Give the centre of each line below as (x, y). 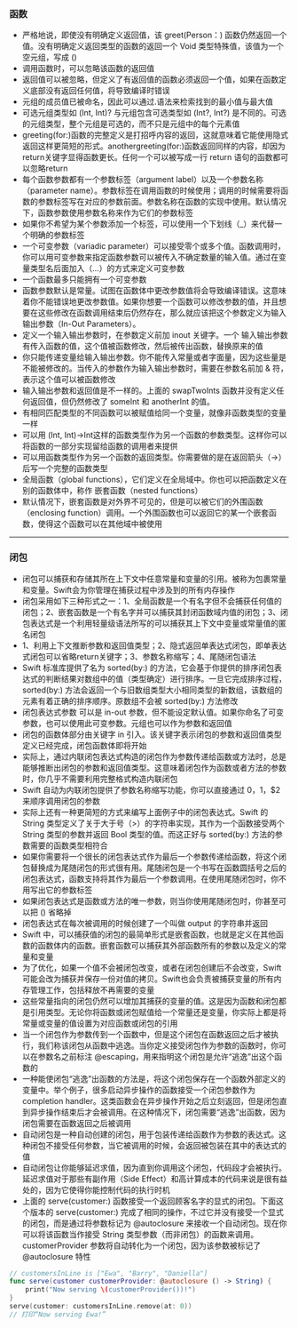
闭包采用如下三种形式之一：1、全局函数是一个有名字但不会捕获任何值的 (152, 601)
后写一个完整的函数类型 (65, 468)
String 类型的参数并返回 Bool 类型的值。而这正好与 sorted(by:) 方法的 (148, 834)
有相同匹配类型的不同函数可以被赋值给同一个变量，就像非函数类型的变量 (154, 413)
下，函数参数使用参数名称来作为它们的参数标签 (107, 213)
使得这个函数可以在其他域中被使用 (100, 524)
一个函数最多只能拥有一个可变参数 (84, 280)
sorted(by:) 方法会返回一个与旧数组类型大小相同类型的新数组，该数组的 (152, 690)
